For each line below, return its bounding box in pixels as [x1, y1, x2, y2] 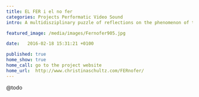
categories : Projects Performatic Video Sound [6, 14, 123, 20]
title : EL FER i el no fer [6, 8, 73, 15]
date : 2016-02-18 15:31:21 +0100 [6, 41, 94, 47]
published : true [6, 51, 46, 58]
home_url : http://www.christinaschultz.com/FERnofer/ [6, 68, 145, 73]
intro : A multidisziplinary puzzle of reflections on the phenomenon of [6, 19, 190, 25]
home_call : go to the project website [6, 62, 102, 68]
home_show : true [6, 57, 46, 63]
